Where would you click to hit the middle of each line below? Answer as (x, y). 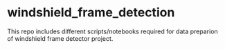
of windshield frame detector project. (60, 38)
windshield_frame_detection (91, 13)
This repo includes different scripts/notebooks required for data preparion (112, 31)
